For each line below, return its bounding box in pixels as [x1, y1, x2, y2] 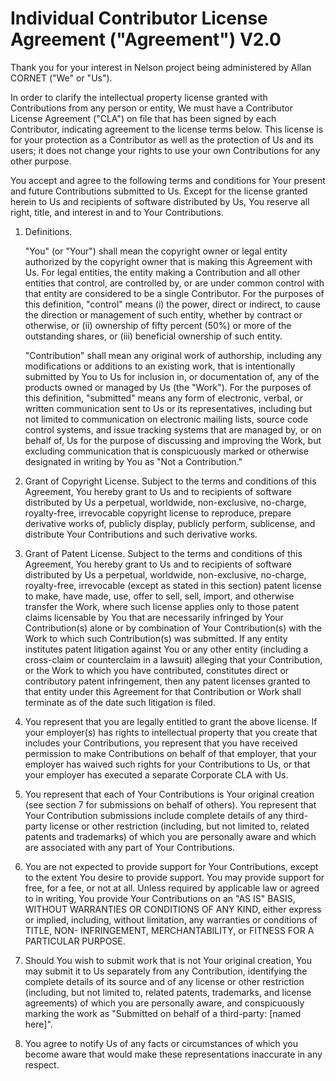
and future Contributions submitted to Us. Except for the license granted [10, 185, 308, 197]
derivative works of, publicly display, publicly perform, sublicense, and [24, 517, 316, 529]
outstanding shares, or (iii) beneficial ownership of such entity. [24, 330, 283, 342]
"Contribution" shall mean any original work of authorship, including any [24, 349, 323, 361]
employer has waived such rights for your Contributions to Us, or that [24, 758, 311, 770]
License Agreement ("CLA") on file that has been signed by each [10, 112, 277, 124]
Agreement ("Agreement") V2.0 [10, 28, 282, 51]
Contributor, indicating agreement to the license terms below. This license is [10, 123, 324, 135]
